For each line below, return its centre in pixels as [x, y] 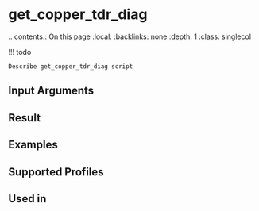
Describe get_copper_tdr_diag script [71, 66]
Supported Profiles [56, 172]
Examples [33, 145]
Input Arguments [51, 91]
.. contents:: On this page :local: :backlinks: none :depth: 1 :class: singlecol [130, 36]
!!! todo [20, 52]
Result [25, 118]
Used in [27, 199]
